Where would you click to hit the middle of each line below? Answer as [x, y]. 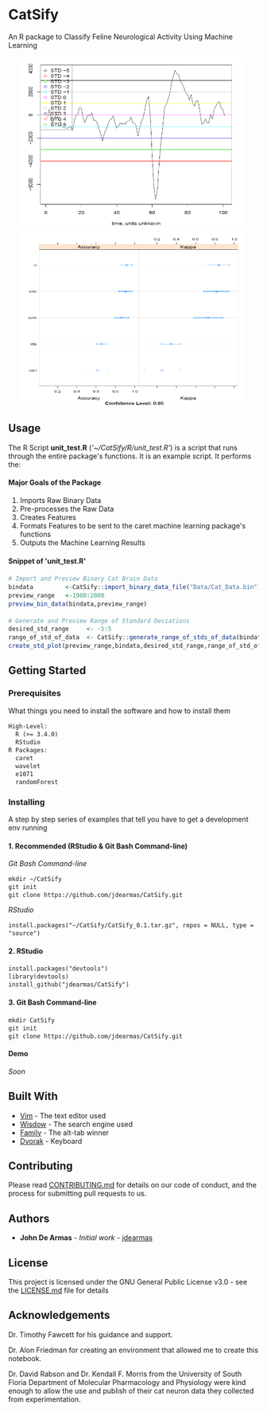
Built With [33, 1096]
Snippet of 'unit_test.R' [47, 561]
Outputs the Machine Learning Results [82, 542]
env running [28, 828]
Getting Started [47, 671]
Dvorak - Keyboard [51, 1141]
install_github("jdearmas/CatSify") [69, 985]
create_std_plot [35, 646]
